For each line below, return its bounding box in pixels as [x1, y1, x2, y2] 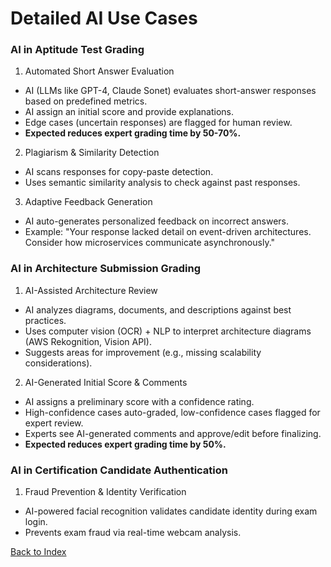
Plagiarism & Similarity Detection [24, 147, 160, 159]
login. [24, 516, 48, 528]
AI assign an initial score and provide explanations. [24, 106, 234, 118]
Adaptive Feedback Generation [24, 196, 153, 208]
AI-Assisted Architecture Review [24, 284, 158, 296]
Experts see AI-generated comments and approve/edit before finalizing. [24, 427, 322, 439]
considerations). [24, 357, 93, 369]
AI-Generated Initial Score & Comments [24, 376, 188, 388]
